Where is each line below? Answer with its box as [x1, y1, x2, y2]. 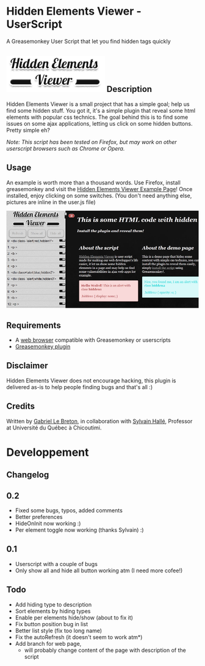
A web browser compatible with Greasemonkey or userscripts [15, 336, 171, 344]
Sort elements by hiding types [15, 607, 91, 615]
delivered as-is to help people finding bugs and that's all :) [6, 383, 153, 390]
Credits [6, 401, 35, 412]
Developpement [6, 445, 90, 459]
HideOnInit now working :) [15, 520, 81, 527]
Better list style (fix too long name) [15, 627, 103, 634]
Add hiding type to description [15, 600, 92, 608]
